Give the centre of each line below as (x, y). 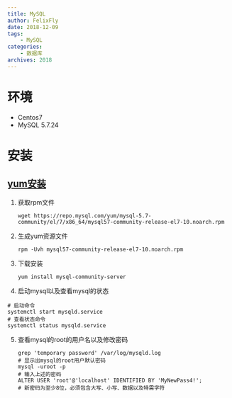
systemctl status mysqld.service (57, 325)
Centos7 (30, 117)
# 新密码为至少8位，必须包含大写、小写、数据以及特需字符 (91, 388)
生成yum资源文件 (43, 236)
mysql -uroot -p (42, 366)
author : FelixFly (33, 21)
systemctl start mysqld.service (55, 312)
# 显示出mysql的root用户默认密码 (62, 360)
